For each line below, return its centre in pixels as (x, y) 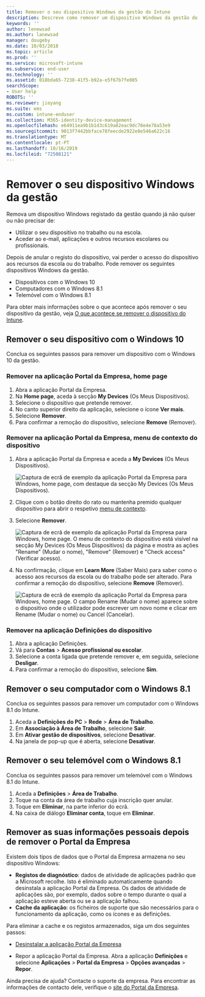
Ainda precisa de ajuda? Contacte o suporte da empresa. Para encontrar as (101, 980)
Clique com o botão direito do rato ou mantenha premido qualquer (98, 502)
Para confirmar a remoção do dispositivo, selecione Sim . (86, 669)
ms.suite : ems (24, 109)
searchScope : (23, 86)
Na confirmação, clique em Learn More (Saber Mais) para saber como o (106, 570)
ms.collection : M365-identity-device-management (69, 120)
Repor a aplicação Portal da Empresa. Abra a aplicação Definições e (101, 956)
